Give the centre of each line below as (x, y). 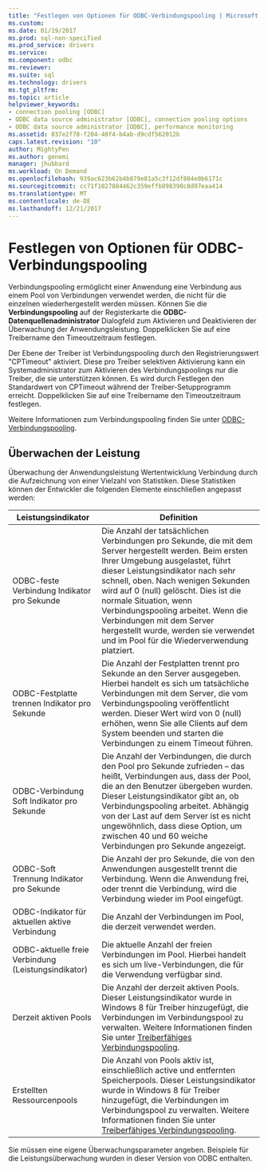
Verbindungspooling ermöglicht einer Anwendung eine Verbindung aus (125, 287)
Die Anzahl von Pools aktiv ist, (158, 1060)
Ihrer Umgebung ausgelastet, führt (166, 561)
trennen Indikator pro (52, 704)
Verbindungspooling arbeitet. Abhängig (175, 806)
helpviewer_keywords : (44, 104)
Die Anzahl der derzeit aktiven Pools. (170, 988)
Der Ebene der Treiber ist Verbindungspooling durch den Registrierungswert (134, 353)
